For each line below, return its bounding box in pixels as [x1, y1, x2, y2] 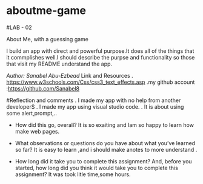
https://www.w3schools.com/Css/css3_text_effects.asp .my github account [6, 78, 195, 86]
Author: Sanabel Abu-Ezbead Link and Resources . [6, 72, 133, 79]
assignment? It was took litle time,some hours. [15, 171, 131, 178]
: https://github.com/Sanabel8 [6, 84, 80, 92]
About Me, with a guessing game [6, 35, 89, 43]
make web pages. [15, 128, 60, 135]
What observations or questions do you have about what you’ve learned [15, 139, 196, 146]
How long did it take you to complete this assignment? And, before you [15, 157, 192, 165]
